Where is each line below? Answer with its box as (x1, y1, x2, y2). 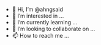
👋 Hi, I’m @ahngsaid (12, 6, 63, 13)
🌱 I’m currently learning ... (12, 19, 78, 26)
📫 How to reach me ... (12, 32, 69, 39)
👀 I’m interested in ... (12, 12, 64, 19)
